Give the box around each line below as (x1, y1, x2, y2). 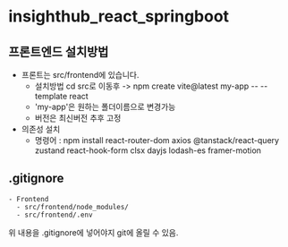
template (34, 91, 68, 101)
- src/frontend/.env (16, 210, 93, 219)
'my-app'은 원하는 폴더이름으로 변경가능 (34, 101, 176, 112)
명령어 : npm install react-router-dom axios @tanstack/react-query (34, 135, 279, 145)
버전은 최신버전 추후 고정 (34, 113, 122, 123)
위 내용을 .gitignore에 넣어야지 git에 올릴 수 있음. (8, 226, 179, 238)
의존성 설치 (21, 123, 61, 134)
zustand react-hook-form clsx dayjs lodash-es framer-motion (34, 145, 261, 156)
